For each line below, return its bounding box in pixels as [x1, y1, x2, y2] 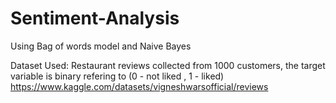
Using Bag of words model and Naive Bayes [10, 40, 192, 52]
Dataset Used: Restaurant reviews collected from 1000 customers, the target [10, 59, 326, 71]
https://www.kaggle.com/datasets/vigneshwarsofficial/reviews [10, 80, 269, 92]
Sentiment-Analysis [10, 7, 180, 30]
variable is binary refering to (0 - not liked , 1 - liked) [10, 70, 225, 82]
